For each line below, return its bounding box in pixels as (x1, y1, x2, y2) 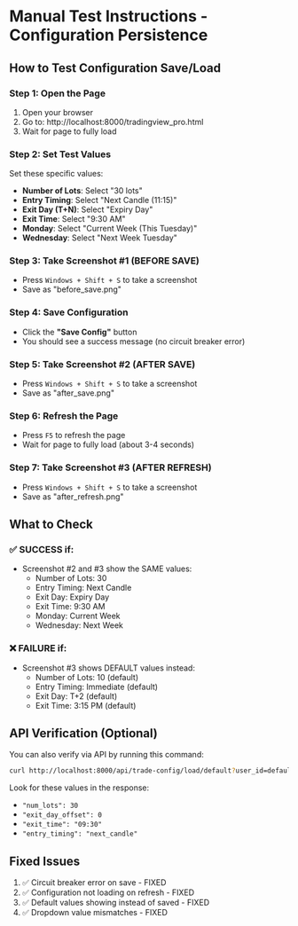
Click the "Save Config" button (21, 326, 137, 337)
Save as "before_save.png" (21, 284, 122, 294)
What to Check (9, 517, 93, 532)
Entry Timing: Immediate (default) (35, 681, 158, 692)
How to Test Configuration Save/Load (9, 60, 222, 75)
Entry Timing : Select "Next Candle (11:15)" (21, 195, 177, 206)
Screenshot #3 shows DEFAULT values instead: (21, 663, 195, 673)
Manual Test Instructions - (9, 6, 208, 27)
